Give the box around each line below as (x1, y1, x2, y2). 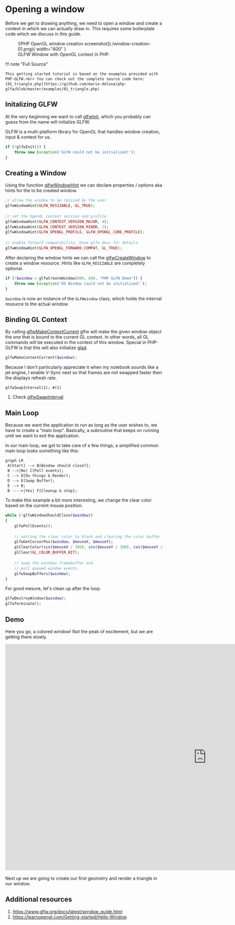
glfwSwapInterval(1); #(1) (5, 385, 62, 390)
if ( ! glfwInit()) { (5, 144, 46, 149)
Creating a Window (5, 169, 67, 177)
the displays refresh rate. (5, 375, 57, 381)
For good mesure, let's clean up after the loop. (5, 585, 101, 592)
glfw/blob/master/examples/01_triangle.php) (5, 87, 100, 92)
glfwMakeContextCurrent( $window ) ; (5, 355, 78, 360)
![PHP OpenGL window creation (18, 40, 84, 46)
